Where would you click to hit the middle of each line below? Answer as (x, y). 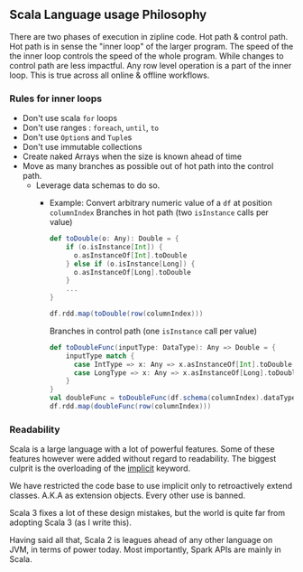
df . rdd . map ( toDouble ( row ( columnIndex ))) (126, 314)
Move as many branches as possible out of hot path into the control (148, 166)
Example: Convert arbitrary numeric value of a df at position (161, 203)
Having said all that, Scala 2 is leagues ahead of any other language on (141, 540)
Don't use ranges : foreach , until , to (91, 128)
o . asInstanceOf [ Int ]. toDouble (130, 255)
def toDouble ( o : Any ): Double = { (114, 239)
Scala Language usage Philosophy (108, 15)
